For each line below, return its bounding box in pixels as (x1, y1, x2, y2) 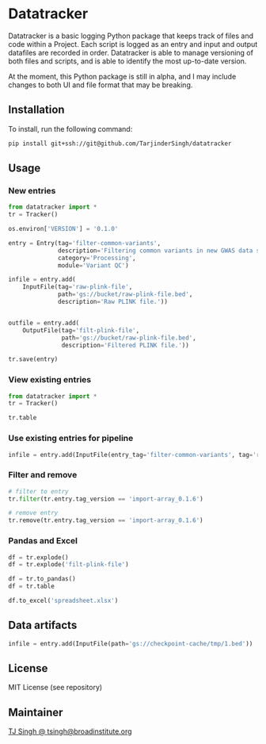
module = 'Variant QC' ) (58, 261, 129, 270)
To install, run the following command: (8, 124, 133, 133)
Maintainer (8, 705, 63, 719)
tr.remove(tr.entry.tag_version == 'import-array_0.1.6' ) (8, 516, 203, 524)
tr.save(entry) (8, 355, 59, 363)
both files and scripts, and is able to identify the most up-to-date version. (8, 56, 247, 66)
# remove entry (8, 509, 59, 517)
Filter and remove (8, 470, 78, 481)
